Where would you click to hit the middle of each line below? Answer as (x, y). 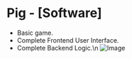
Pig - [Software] (54, 13)
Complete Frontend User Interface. (68, 40)
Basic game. (35, 33)
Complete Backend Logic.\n (57, 48)
